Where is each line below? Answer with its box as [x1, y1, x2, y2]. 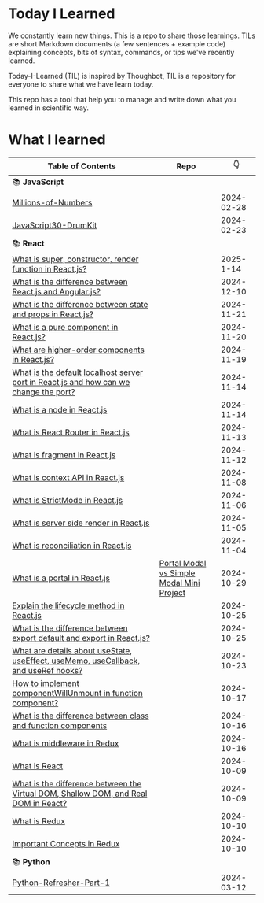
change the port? [12, 387, 75, 398]
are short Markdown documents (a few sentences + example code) [8, 39, 226, 48]
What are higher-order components [12, 344, 145, 355]
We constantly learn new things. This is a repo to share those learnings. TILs [8, 31, 256, 40]
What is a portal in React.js [12, 572, 110, 583]
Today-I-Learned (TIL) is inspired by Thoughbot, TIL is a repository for [8, 71, 236, 80]
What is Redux [12, 816, 65, 827]
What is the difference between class [12, 710, 149, 721]
